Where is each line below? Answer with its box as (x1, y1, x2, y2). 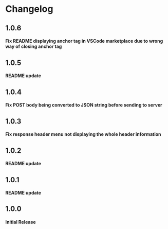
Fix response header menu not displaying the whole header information (5, 131, 161, 137)
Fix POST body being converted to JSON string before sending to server (5, 102, 163, 108)
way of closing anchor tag (5, 43, 62, 49)
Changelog (5, 3, 53, 15)
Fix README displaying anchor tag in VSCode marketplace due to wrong (5, 38, 163, 44)
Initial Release (5, 219, 36, 225)
